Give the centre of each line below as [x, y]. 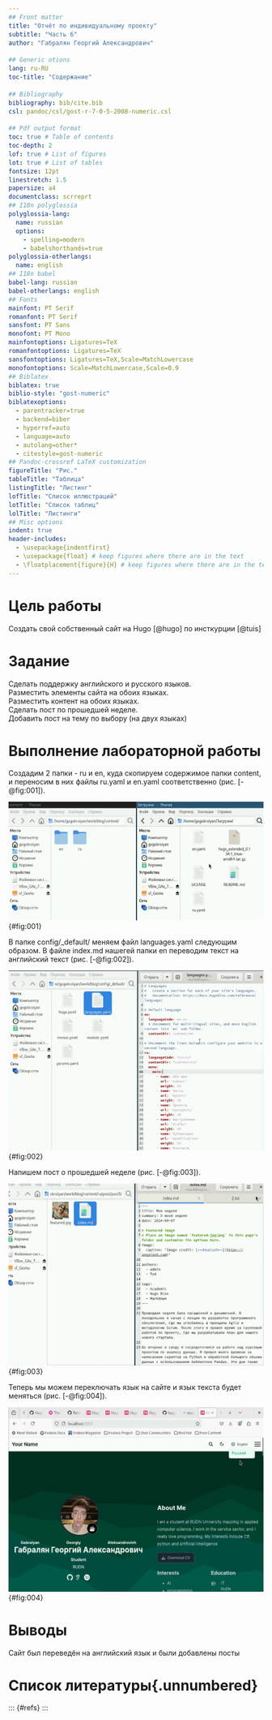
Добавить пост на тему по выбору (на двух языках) [98, 718]
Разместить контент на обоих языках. [74, 701]
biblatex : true [34, 385]
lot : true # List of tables [56, 162]
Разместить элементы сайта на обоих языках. [89, 692]
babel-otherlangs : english [54, 291]
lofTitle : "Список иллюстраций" [63, 496]
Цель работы [55, 606]
